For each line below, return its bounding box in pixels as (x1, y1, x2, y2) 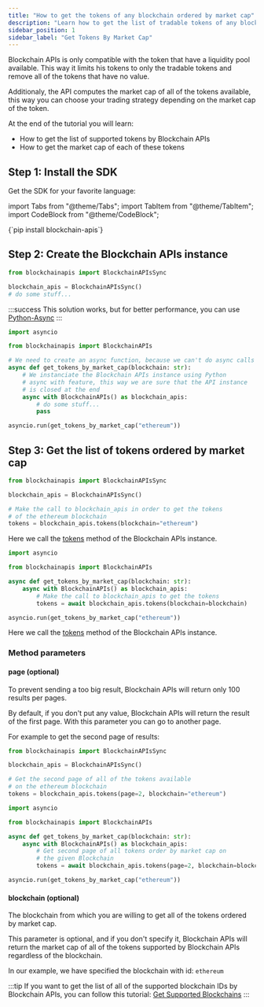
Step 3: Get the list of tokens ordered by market (8, 444, 245, 457)
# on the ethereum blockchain (8, 783, 108, 791)
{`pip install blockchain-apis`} (8, 225, 104, 234)
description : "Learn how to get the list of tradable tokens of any (8, 19, 237, 27)
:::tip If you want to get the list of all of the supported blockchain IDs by (8, 981, 238, 991)
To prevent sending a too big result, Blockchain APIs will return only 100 (8, 684, 240, 694)
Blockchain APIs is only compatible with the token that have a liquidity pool (8, 55, 250, 65)
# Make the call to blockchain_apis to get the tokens (36, 592, 220, 600)
